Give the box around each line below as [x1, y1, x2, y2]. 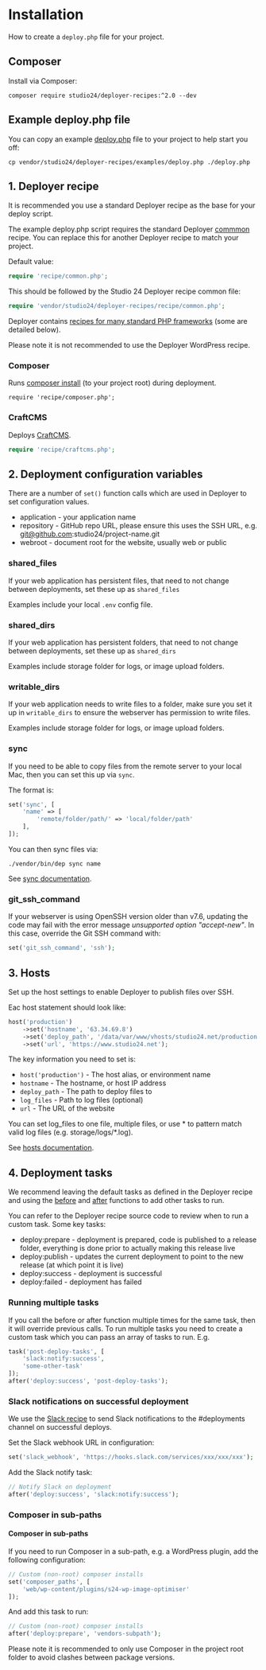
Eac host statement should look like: [8, 1002, 126, 1012]
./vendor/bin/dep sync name [8, 859, 102, 868]
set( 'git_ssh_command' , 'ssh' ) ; [8, 944, 115, 952]
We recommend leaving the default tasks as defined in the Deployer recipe [8, 1187, 253, 1197]
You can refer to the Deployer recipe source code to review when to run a [8, 1211, 249, 1220]
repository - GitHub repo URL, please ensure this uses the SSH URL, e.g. [19, 521, 258, 531]
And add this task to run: [8, 1607, 89, 1617]
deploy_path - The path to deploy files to [19, 1087, 152, 1096]
